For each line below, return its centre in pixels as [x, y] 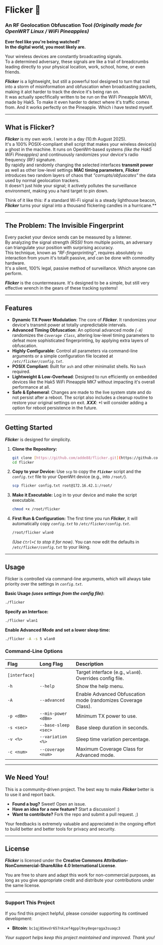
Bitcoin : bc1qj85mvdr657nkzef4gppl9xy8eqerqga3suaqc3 [66, 928]
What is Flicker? [30, 127]
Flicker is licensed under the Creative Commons [54, 861]
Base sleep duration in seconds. [112, 728]
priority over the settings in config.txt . [44, 584]
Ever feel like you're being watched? [42, 42]
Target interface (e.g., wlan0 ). [109, 672]
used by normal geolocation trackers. [42, 180]
